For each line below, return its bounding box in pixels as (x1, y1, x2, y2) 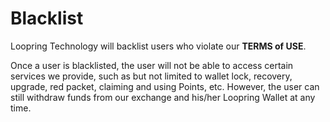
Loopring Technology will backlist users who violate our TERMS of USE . (10, 40, 307, 52)
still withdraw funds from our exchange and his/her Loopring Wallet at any (10, 91, 316, 103)
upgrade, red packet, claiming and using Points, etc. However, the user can (10, 80, 320, 92)
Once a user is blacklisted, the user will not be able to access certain (10, 59, 294, 71)
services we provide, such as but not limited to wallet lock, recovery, (10, 70, 293, 82)
